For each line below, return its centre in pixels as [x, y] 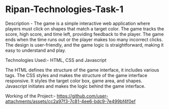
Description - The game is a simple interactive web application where [78, 23]
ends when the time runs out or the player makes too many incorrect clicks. [84, 40]
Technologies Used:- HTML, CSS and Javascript [56, 60]
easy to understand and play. [36, 50]
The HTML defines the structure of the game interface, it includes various [82, 70]
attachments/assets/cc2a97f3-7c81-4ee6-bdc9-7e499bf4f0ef [71, 101]
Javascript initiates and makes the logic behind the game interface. [75, 86]
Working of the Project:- [30, 96]
